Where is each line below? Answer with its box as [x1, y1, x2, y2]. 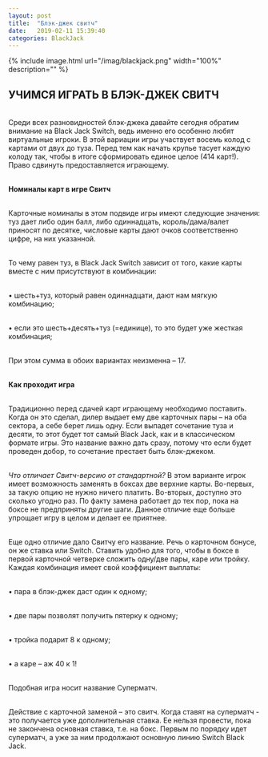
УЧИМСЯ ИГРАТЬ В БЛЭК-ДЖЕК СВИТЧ [8, 87, 219, 101]
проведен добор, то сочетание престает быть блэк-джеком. [8, 447, 216, 456]
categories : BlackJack [8, 34, 84, 43]
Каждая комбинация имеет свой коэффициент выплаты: [8, 563, 202, 573]
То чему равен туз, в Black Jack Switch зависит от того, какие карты [8, 258, 242, 268]
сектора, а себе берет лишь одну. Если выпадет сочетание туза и [8, 421, 234, 431]
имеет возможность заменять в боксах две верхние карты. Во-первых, [8, 479, 254, 489]
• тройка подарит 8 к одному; [8, 635, 110, 645]
